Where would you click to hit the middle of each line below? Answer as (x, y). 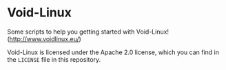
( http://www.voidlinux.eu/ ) (44, 38)
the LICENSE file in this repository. (54, 59)
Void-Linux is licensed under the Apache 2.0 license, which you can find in (113, 52)
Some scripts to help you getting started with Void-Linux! (88, 32)
